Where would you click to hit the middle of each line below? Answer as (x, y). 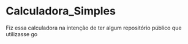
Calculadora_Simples (61, 11)
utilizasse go (22, 34)
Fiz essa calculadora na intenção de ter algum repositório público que (94, 28)
